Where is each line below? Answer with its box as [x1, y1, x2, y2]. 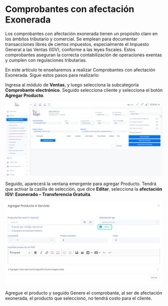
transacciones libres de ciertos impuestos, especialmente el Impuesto [5, 41, 149, 47]
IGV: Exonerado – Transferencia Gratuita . [5, 191, 91, 197]
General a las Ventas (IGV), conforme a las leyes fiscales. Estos [5, 46, 136, 52]
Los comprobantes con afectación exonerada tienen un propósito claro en [5, 30, 158, 36]
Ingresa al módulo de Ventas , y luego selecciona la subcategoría [5, 81, 139, 88]
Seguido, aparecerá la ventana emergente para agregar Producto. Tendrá [5, 181, 156, 187]
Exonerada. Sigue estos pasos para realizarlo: [5, 72, 100, 78]
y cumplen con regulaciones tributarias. [5, 57, 87, 63]
